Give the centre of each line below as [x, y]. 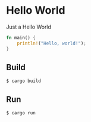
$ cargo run [21, 113]
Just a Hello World [29, 27]
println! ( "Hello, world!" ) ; [51, 43]
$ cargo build [24, 81]
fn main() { [21, 37]
